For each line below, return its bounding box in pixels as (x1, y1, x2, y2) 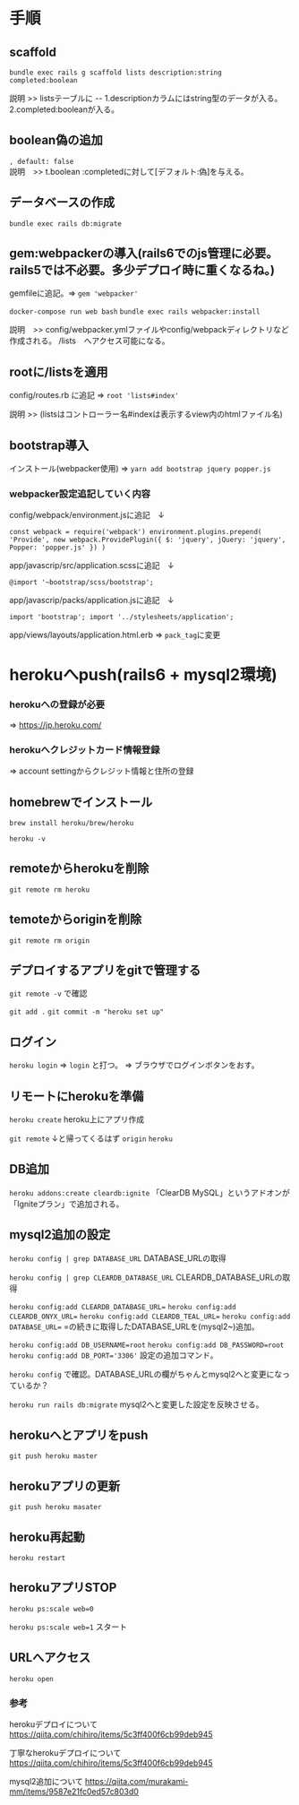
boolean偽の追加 (9, 133, 103, 148)
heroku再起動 (9, 1529, 85, 1544)
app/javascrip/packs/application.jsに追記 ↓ (9, 595, 175, 606)
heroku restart (9, 1554, 66, 1563)
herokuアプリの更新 (9, 1478, 121, 1493)
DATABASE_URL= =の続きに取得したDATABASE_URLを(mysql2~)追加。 (9, 1321, 260, 1332)
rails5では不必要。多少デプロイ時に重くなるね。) (9, 263, 276, 278)
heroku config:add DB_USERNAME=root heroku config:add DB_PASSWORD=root (9, 1341, 285, 1350)
